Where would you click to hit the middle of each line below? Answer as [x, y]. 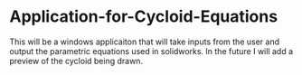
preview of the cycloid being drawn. [76, 61]
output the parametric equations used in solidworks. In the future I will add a [151, 51]
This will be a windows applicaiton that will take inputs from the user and [145, 42]
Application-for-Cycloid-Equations [144, 17]
